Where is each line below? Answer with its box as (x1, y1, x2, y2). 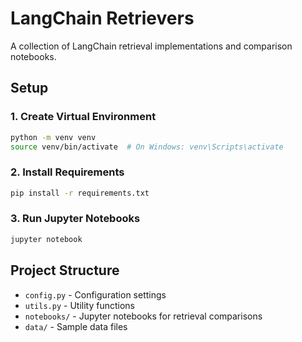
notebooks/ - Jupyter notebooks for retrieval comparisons (24, 310, 263, 322)
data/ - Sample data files (24, 320, 128, 332)
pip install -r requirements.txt (10, 188, 150, 198)
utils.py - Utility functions (24, 299, 135, 311)
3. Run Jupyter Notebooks (10, 212, 141, 226)
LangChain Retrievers (10, 7, 195, 30)
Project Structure (10, 262, 120, 279)
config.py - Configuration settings (24, 288, 167, 301)
